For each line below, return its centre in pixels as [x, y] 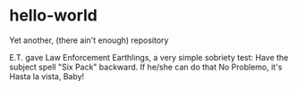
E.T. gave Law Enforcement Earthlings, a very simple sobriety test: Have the [149, 57]
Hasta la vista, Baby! [47, 76]
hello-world [54, 16]
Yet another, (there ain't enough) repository [89, 40]
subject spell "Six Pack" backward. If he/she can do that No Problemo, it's [146, 67]
